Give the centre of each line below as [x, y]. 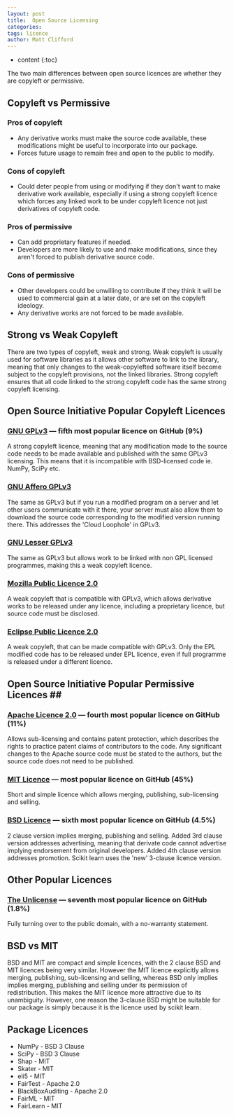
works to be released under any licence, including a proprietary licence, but [116, 606]
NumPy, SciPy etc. [34, 469]
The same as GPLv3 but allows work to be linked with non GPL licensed [110, 557]
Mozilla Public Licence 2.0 [53, 583]
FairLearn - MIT [40, 1105]
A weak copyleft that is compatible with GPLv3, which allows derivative [109, 599]
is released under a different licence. [60, 662]
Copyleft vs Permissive [59, 103]
